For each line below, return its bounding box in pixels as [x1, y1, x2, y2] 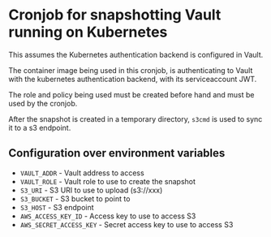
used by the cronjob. [8, 98, 78, 108]
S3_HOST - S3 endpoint [19, 202, 95, 212]
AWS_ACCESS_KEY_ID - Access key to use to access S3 [19, 211, 196, 221]
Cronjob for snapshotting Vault [8, 6, 222, 24]
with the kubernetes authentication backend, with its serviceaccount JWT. [8, 74, 257, 84]
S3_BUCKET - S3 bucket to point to [19, 193, 131, 204]
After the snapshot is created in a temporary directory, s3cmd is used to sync [8, 114, 263, 123]
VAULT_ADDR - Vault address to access [19, 168, 144, 178]
